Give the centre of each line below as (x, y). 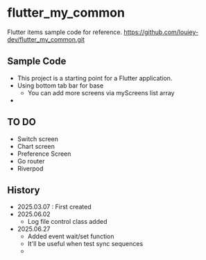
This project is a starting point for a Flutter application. (95, 78)
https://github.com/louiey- (161, 32)
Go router (31, 161)
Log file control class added (67, 222)
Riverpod (30, 168)
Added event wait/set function (71, 236)
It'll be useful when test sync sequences (85, 244)
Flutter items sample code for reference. (65, 32)
